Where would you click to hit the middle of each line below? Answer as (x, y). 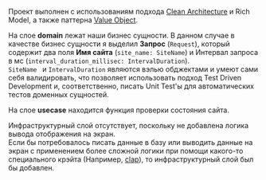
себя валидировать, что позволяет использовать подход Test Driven (125, 78)
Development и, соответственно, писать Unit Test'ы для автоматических (131, 86)
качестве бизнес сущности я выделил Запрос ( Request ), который (119, 44)
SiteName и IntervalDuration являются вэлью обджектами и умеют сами (133, 69)
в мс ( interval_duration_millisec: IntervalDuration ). (99, 61)
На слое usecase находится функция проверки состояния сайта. (119, 110)
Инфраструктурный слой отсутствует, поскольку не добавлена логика (129, 125)
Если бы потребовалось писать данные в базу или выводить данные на (131, 142)
